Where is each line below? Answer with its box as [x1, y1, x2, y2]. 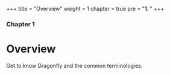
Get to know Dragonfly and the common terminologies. [6, 62, 143, 69]
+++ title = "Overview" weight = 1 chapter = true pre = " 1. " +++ [6, 5, 165, 12]
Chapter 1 [6, 20, 35, 28]
